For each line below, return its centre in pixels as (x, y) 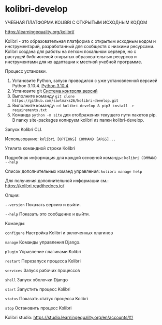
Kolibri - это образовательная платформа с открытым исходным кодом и (81, 41)
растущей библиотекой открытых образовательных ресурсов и (71, 56)
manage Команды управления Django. (43, 242)
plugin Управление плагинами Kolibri (43, 251)
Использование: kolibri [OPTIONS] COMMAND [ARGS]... (60, 139)
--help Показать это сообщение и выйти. (48, 214)
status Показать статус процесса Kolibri (46, 298)
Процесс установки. (26, 71)
